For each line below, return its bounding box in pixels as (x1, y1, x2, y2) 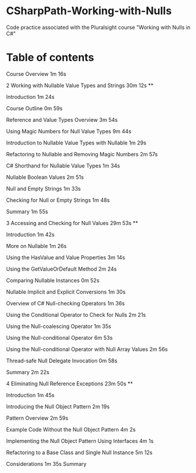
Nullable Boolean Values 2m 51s (6, 173, 84, 181)
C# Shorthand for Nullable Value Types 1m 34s (6, 162, 120, 169)
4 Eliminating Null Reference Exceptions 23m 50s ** (6, 380, 133, 387)
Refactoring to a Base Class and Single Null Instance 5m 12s (6, 449, 153, 456)
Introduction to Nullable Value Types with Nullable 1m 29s (6, 139, 147, 146)
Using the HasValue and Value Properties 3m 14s (6, 253, 126, 261)
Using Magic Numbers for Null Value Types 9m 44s (6, 127, 131, 134)
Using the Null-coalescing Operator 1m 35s (6, 323, 111, 330)
